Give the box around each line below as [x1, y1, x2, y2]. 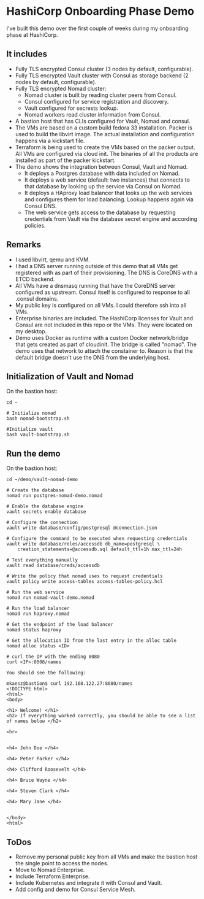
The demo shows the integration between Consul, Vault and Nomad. [15, 163, 188, 170]
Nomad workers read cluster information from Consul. [24, 110, 161, 118]
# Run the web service [6, 589, 64, 596]
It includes [6, 49, 48, 60]
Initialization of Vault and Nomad [6, 371, 134, 382]
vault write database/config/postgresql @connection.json [6, 525, 157, 531]
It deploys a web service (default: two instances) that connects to [24, 176, 190, 183]
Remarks [6, 239, 42, 250]
